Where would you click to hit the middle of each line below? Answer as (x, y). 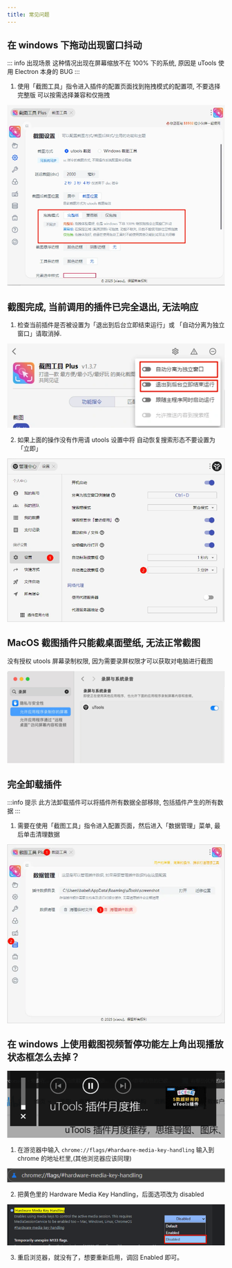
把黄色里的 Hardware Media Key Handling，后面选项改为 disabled (110, 1194)
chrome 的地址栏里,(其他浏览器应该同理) (75, 1159)
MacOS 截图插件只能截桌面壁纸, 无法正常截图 (104, 643)
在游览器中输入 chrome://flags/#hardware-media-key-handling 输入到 (116, 1150)
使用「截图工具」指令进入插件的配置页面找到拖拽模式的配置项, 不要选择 (119, 86)
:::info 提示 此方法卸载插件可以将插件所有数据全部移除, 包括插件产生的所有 (112, 803)
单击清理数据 (41, 835)
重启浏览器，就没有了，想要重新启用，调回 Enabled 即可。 (100, 1257)
